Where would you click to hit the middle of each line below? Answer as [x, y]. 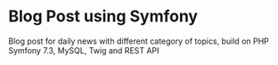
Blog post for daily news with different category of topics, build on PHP [139, 41]
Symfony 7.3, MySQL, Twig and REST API [84, 50]
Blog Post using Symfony [103, 16]
